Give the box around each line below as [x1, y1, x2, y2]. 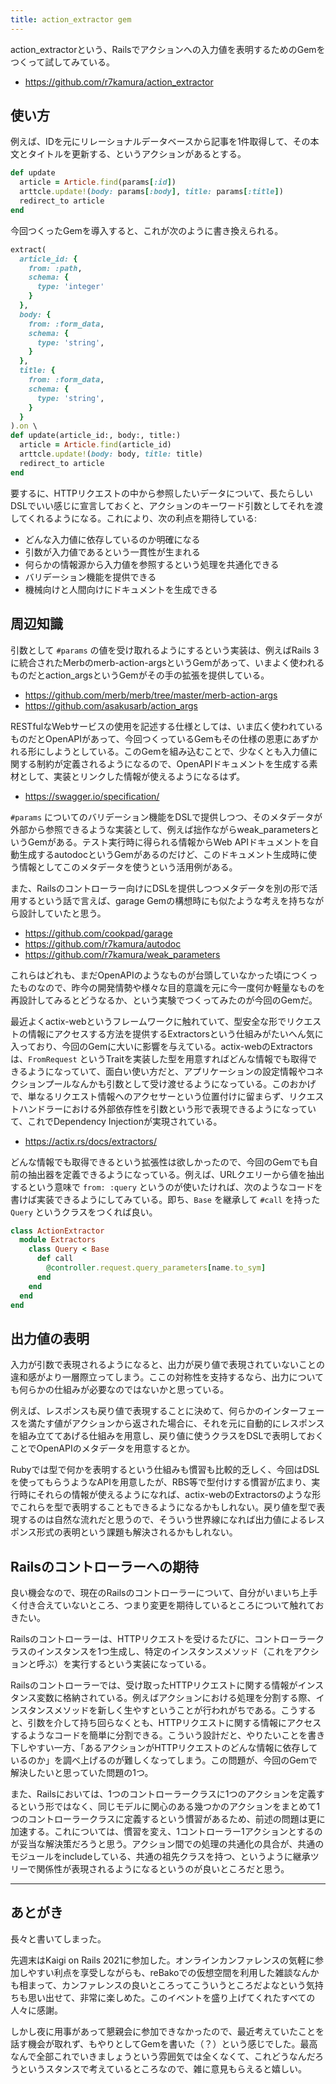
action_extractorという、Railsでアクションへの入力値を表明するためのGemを [10, 43, 326, 55]
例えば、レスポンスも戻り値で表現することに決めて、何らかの [10, 1405, 265, 1417]
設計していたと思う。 [18, 907, 107, 919]
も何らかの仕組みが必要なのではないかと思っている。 [10, 1384, 230, 1396]
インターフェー [263, 1405, 325, 1417]
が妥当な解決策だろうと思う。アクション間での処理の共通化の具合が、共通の [10, 1838, 325, 1850]
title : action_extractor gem [10, 14, 132, 25]
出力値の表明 [10, 1330, 90, 1347]
